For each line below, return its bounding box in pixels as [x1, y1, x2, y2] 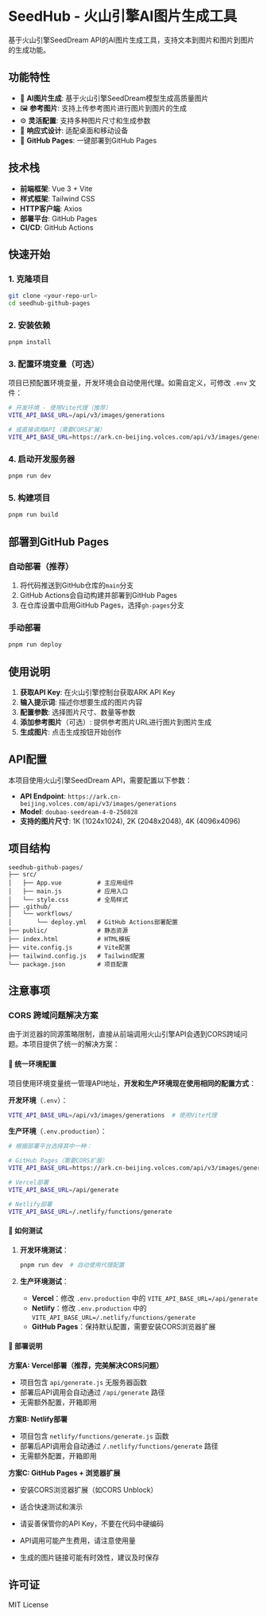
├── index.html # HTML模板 [8, 935, 131, 943]
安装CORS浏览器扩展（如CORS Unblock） [19, 1485, 158, 1494]
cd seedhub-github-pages [8, 299, 91, 307]
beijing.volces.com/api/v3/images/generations [19, 799, 177, 808]
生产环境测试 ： [19, 1276, 69, 1286]
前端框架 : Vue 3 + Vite [19, 184, 93, 193]
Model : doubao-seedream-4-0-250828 [19, 806, 138, 816]
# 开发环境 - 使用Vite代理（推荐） [8, 404, 112, 412]
